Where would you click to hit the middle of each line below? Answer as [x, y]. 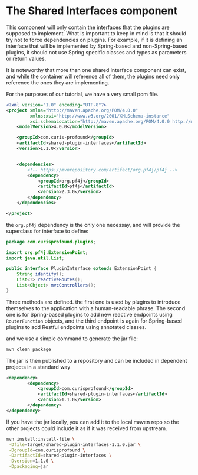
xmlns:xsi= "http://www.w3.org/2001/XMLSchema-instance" [100, 116]
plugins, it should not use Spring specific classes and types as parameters [96, 52]
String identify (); [41, 274]
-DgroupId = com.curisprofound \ [47, 450]
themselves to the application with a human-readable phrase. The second [96, 308]
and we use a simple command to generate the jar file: [72, 339]
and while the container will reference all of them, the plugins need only [93, 76]
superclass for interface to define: [47, 231]
